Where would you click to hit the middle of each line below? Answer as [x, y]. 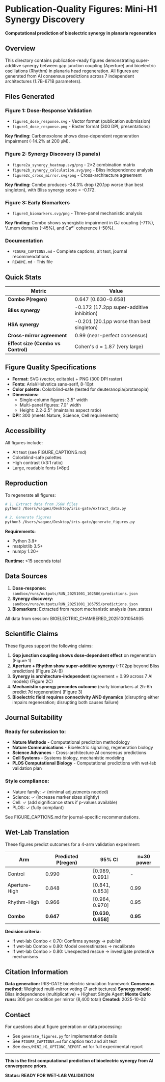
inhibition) [86, 314]
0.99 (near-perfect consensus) [111, 336]
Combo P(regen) [27, 299]
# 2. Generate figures [28, 517]
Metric [39, 291]
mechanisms [25, 956]
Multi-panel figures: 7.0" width [50, 405]
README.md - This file [32, 262]
